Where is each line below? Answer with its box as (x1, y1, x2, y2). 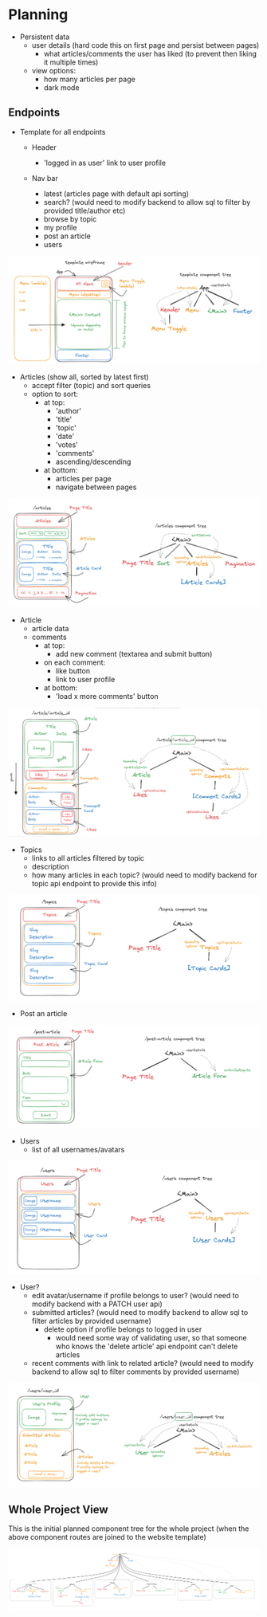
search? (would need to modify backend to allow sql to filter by (43, 197, 251, 206)
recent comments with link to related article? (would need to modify (31, 1358, 253, 1368)
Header (31, 142, 57, 152)
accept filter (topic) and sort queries (31, 381, 151, 391)
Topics (19, 845, 42, 854)
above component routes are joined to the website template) (8, 1533, 207, 1542)
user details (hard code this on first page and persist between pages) (31, 40, 260, 49)
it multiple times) (43, 57, 99, 67)
